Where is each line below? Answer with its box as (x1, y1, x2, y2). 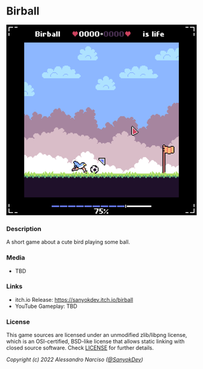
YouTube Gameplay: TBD (14, 302, 77, 310)
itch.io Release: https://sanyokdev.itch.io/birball (14, 296, 134, 303)
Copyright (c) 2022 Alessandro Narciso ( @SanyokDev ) (6, 356, 144, 364)
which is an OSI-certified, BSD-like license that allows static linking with (6, 338, 185, 345)
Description (6, 224, 42, 233)
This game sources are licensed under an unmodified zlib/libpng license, (6, 331, 187, 339)
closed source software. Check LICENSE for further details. (6, 344, 154, 351)
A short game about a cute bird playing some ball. (6, 238, 130, 246)
